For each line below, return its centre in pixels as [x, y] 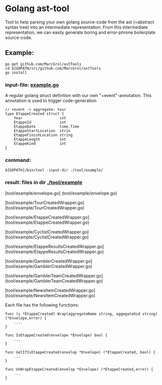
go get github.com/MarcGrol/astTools [43, 64]
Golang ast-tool [37, 9]
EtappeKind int [40, 144]
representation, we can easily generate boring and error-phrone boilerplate [80, 32]
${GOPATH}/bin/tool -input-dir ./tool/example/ [54, 170]
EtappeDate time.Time [46, 127]
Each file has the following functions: [42, 305]
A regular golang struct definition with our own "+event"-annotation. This [78, 96]
